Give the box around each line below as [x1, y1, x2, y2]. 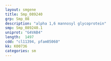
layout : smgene [5, 7, 36, 12]
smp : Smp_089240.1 [5, 26, 43, 30]
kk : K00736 [5, 44, 28, 49]
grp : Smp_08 [5, 16, 29, 21]
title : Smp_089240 [5, 12, 43, 17]
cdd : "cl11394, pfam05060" [5, 39, 60, 44]
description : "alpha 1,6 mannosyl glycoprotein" [5, 21, 107, 26]
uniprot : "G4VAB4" [5, 30, 43, 35]
